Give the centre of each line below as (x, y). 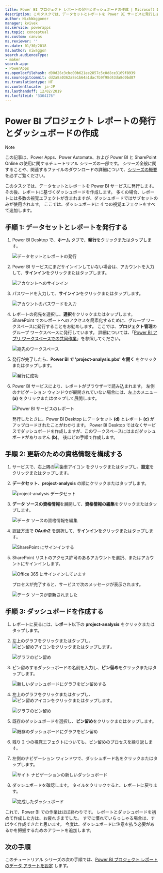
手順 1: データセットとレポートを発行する (66, 227)
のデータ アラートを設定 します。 (38, 866)
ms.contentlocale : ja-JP (30, 87)
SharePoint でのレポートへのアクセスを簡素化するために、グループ (79, 320)
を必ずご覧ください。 (26, 175)
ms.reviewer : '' (21, 41)
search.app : (17, 64)
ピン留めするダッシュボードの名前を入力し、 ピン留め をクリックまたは (82, 667)
